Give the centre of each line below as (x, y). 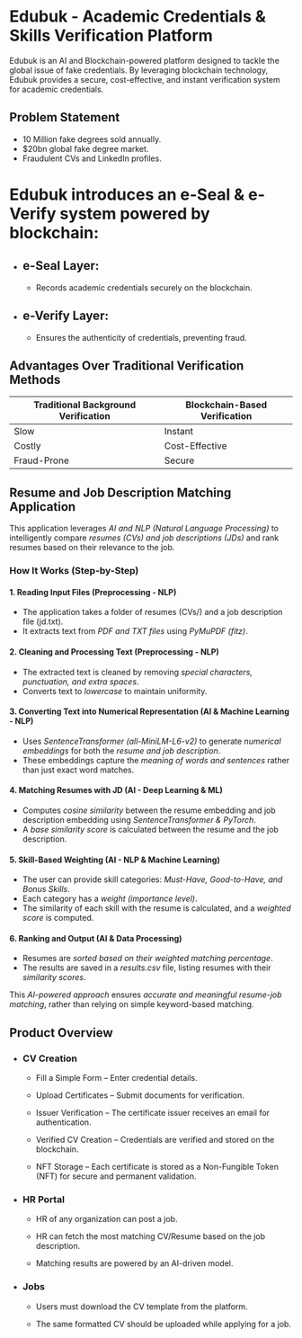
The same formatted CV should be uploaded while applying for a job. (164, 1324)
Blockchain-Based (226, 405)
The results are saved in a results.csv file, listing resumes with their (147, 968)
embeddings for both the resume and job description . (121, 750)
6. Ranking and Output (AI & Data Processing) (96, 938)
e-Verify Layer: (66, 316)
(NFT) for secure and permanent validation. (116, 1176)
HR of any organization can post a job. (107, 1219)
